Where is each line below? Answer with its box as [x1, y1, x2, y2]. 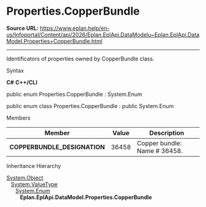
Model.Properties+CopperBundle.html [6, 37, 103, 45]
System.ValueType [10, 180, 58, 187]
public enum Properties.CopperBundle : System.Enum [6, 90, 143, 98]
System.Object [6, 174, 44, 181]
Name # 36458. [137, 147, 183, 155]
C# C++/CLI [6, 78, 38, 86]
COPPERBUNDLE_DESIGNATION [9, 142, 105, 151]
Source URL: [6, 24, 39, 32]
